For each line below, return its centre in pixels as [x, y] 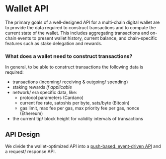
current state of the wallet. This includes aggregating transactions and [77, 33]
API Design [23, 134]
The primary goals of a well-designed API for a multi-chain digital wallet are [83, 22]
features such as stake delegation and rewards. [54, 43]
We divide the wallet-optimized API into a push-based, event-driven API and [83, 146]
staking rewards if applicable [42, 87]
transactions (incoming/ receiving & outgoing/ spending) [70, 82]
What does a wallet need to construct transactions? [69, 56]
